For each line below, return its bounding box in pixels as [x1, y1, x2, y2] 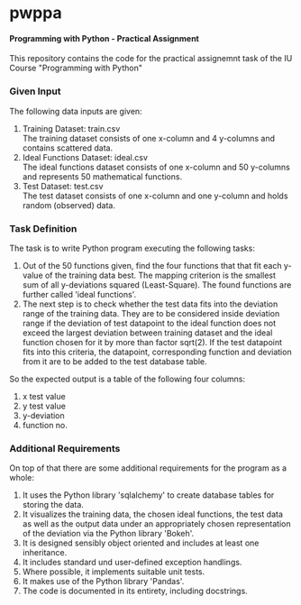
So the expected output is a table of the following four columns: [9, 373, 246, 384]
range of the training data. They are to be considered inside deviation [22, 307, 280, 318]
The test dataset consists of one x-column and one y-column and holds [22, 190, 288, 201]
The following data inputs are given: [9, 105, 142, 116]
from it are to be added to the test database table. [22, 355, 207, 367]
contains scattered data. [22, 142, 114, 153]
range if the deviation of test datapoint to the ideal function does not [22, 317, 277, 328]
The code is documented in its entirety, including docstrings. [22, 585, 248, 597]
